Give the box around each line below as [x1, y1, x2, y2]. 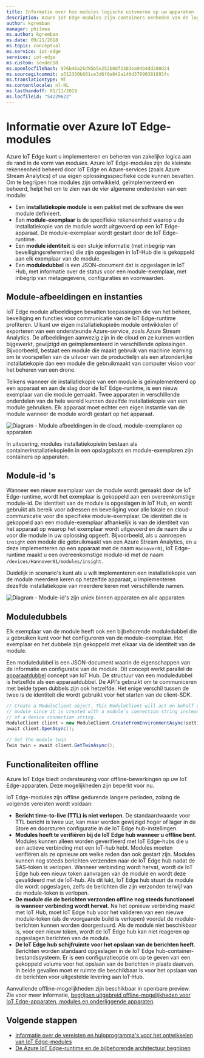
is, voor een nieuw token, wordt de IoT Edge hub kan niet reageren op [15, 927, 190, 935]
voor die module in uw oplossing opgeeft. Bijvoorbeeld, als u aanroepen [6, 532, 186, 539]
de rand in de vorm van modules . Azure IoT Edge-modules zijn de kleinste [6, 159, 191, 166]
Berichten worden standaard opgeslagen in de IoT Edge [15, 947, 155, 954]
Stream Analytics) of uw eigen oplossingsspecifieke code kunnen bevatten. [6, 172, 195, 179]
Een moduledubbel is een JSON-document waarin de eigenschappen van [6, 659, 191, 666]
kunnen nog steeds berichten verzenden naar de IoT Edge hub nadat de [15, 857, 195, 864]
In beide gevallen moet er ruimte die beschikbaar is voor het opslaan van [15, 966, 197, 974]
